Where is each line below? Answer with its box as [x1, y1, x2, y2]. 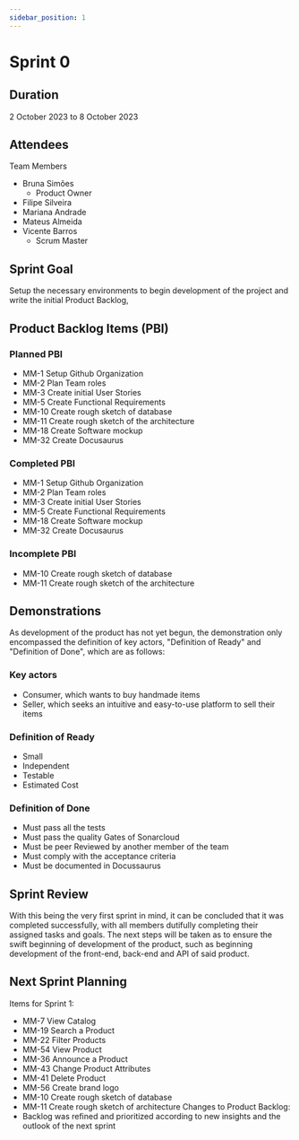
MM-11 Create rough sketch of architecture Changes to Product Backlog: [21, 1101, 291, 1112]
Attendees [9, 137, 69, 152]
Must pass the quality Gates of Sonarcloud [21, 831, 180, 843]
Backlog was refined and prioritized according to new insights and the [21, 1110, 281, 1121]
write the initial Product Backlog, [9, 295, 129, 306]
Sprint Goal [9, 261, 73, 276]
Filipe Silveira [21, 197, 73, 208]
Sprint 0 [9, 51, 71, 72]
